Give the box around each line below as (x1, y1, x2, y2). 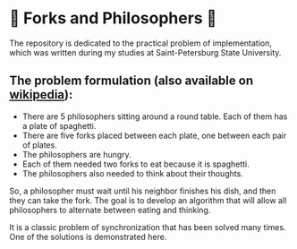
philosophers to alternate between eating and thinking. (9, 204, 211, 215)
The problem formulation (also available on (9, 73, 253, 89)
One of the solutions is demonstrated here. (9, 231, 167, 242)
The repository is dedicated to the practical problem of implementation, (9, 38, 273, 48)
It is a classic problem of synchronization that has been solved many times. (9, 221, 286, 232)
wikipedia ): (9, 87, 73, 102)
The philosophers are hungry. (21, 149, 132, 159)
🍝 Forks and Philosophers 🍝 (9, 8, 217, 29)
